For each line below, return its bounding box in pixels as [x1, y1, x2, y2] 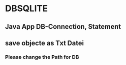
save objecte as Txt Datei [5, 39, 84, 47]
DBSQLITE [5, 3, 48, 14]
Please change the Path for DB [5, 53, 79, 60]
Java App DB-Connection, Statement [5, 22, 121, 31]
